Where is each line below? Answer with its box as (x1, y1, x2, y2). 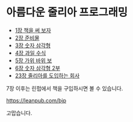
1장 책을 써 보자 (14, 27, 51, 34)
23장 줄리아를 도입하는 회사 (14, 72, 80, 79)
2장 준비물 (14, 34, 40, 41)
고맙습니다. (6, 109, 32, 117)
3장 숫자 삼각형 (14, 42, 51, 49)
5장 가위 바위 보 (14, 57, 52, 64)
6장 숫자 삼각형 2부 (14, 64, 60, 71)
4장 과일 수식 (14, 49, 46, 56)
